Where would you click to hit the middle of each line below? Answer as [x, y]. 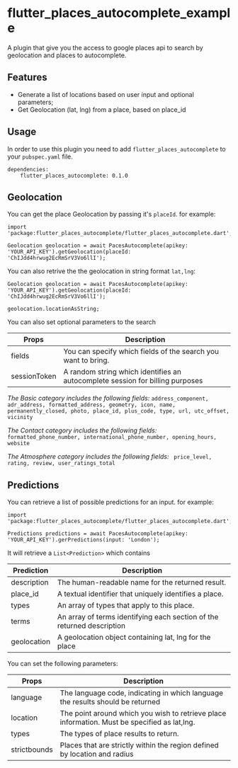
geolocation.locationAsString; [53, 309]
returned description [91, 626]
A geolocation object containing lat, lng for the [134, 637]
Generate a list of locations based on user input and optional [106, 94]
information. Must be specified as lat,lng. [127, 722]
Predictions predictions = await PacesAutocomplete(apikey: [98, 534]
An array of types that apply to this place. [126, 605]
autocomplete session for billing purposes [133, 381]
